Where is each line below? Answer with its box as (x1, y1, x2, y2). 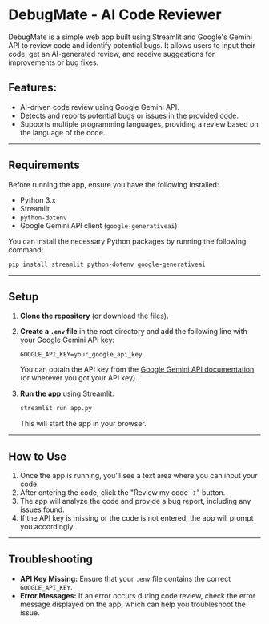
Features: (8, 81, 58, 95)
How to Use (8, 449, 67, 463)
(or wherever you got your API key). (19, 373, 138, 383)
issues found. (19, 505, 66, 514)
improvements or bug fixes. (8, 58, 99, 67)
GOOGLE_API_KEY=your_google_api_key (19, 351, 143, 359)
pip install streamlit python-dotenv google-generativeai (8, 260, 206, 268)
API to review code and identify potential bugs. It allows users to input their (8, 40, 256, 50)
